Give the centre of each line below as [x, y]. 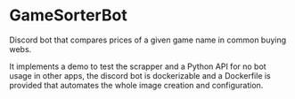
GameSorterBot [68, 15]
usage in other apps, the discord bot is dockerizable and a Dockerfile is [140, 75]
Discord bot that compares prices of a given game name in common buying [148, 40]
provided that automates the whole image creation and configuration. [136, 85]
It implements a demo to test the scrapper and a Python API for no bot [138, 66]
